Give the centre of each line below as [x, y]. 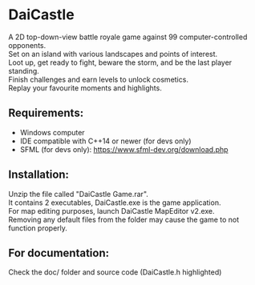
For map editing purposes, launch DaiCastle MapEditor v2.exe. [111, 211]
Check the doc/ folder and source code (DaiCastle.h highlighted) [115, 272]
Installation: [39, 175]
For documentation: [59, 253]
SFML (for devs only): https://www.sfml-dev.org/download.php [124, 149]
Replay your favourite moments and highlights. [85, 88]
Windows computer [53, 132]
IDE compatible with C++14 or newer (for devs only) [105, 141]
